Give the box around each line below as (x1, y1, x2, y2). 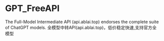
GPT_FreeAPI (5, 3, 60, 14)
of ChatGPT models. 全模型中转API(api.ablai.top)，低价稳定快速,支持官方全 (5, 25, 157, 30)
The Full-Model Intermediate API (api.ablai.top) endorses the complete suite (5, 19, 159, 25)
